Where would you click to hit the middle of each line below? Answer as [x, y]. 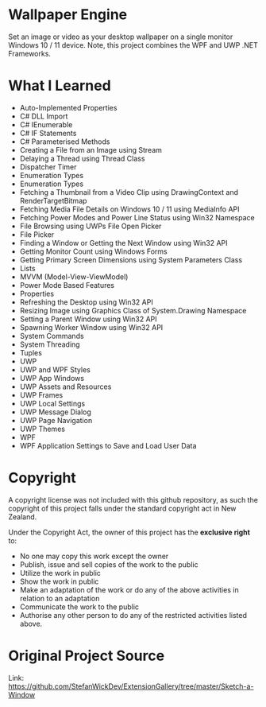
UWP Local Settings [52, 403]
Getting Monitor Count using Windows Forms [94, 251]
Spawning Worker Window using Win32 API [91, 327]
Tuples [31, 352]
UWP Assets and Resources [66, 387]
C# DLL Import [44, 116]
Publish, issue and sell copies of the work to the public [109, 564]
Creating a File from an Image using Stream [91, 150]
